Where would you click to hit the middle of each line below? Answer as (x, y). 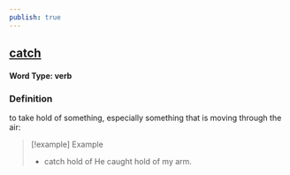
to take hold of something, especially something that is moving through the (145, 118)
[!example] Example (67, 144)
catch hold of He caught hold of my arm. (118, 161)
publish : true (35, 17)
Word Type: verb (41, 75)
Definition (31, 98)
